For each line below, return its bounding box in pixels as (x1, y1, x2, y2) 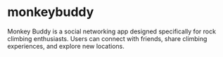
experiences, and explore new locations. (7, 42, 125, 50)
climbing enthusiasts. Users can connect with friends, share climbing (7, 34, 208, 42)
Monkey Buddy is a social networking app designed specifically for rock (7, 27, 217, 35)
